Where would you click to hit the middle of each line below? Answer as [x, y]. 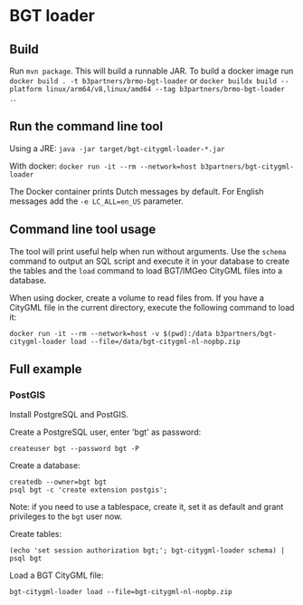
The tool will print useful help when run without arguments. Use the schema [148, 251]
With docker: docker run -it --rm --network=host [103, 166]
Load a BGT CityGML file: [57, 575]
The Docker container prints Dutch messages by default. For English [137, 191]
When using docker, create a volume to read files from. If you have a [137, 298]
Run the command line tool [86, 126]
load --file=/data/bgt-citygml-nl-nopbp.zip [156, 341]
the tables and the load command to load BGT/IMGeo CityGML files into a [146, 270]
